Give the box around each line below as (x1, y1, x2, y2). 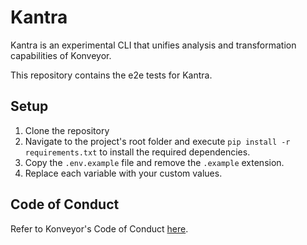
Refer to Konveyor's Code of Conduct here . (10, 222, 189, 235)
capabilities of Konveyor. (10, 49, 112, 61)
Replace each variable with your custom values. (24, 167, 223, 179)
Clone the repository (24, 124, 110, 136)
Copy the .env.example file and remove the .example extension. (24, 156, 285, 168)
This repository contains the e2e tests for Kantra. (10, 69, 213, 81)
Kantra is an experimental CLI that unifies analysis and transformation (10, 39, 297, 51)
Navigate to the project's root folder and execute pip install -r (24, 135, 291, 147)
